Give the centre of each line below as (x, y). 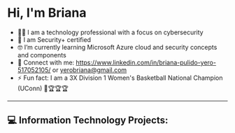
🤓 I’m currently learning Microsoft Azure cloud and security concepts (117, 47)
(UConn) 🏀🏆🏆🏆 (43, 88)
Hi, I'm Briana (47, 13)
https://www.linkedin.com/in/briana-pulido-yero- (146, 62)
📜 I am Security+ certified (54, 39)
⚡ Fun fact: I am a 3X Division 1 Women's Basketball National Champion (120, 78)
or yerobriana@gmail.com (90, 70)
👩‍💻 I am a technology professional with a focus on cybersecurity (111, 32)
